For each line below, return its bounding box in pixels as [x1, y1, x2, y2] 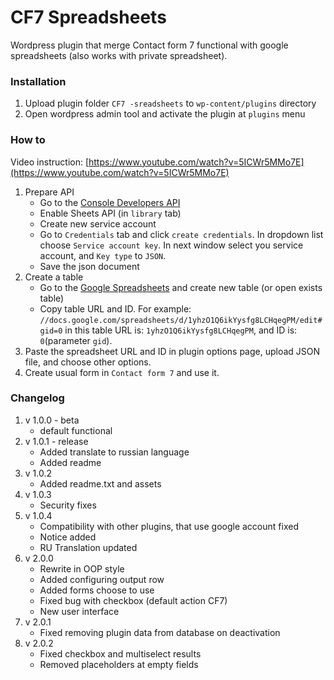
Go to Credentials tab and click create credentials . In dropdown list [39, 228, 324, 240]
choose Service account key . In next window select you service [39, 239, 304, 251]
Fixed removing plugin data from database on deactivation [39, 626, 281, 638]
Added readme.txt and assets [39, 477, 162, 490]
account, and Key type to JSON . [39, 249, 167, 261]
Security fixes [39, 499, 97, 511]
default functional [39, 424, 113, 436]
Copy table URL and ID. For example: [39, 302, 192, 315]
